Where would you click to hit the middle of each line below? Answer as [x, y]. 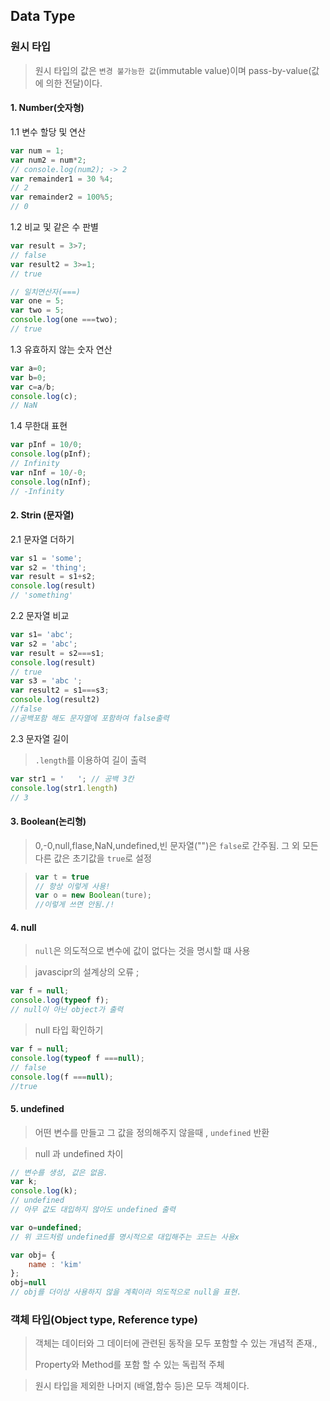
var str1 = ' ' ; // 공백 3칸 [72, 779]
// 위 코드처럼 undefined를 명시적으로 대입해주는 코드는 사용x [125, 1237]
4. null [23, 927]
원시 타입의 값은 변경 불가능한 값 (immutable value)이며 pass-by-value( [173, 70]
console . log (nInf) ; [51, 482]
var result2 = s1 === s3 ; [60, 690]
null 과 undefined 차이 [79, 1153]
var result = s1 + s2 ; [53, 577]
